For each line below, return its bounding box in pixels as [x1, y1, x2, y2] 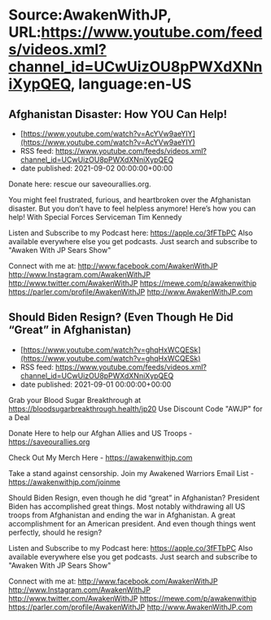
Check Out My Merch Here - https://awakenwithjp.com [8, 452, 193, 462]
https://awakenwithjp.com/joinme [8, 477, 120, 487]
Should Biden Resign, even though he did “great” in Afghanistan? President [8, 492, 260, 502]
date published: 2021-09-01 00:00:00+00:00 [20, 379, 172, 389]
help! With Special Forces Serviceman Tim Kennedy [8, 212, 182, 221]
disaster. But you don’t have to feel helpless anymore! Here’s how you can [8, 203, 256, 213]
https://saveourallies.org [8, 437, 90, 447]
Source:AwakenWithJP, [8, 6, 172, 24]
